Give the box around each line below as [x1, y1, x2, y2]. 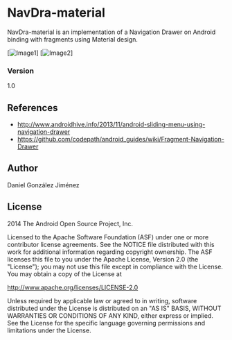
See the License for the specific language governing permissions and [7, 318, 206, 327]
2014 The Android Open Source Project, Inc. [7, 219, 134, 228]
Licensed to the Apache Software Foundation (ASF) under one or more [7, 232, 209, 241]
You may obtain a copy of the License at [7, 269, 123, 278]
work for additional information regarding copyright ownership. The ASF [7, 248, 213, 256]
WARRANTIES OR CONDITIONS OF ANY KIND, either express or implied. [7, 311, 213, 320]
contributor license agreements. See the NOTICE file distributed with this [7, 240, 215, 248]
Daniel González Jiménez [7, 180, 80, 189]
